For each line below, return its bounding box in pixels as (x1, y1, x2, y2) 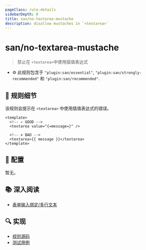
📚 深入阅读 (5, 186, 40, 194)
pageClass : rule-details (5, 7, 56, 12)
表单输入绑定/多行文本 (12, 201, 58, 207)
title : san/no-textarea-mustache (5, 16, 74, 21)
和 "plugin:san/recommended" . (40, 76, 100, 82)
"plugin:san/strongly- (95, 70, 142, 75)
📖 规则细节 (5, 92, 37, 100)
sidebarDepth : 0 (5, 12, 38, 17)
